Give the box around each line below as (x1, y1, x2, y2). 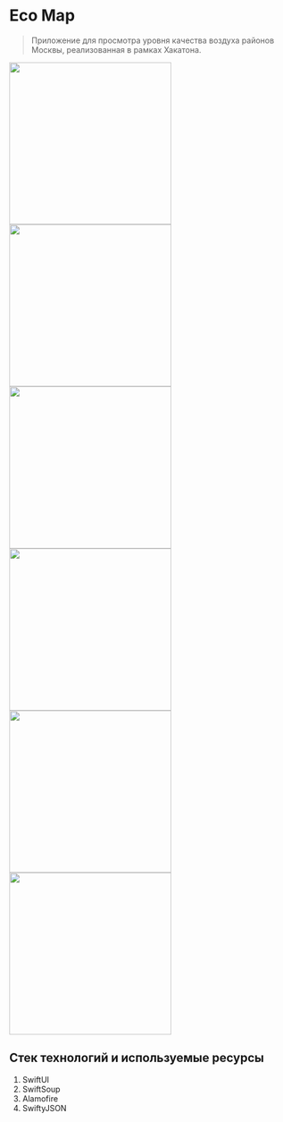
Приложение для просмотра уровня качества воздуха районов (30, 35, 275, 46)
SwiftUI (21, 1074, 50, 1084)
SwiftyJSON (21, 1102, 67, 1113)
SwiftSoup (21, 1084, 61, 1094)
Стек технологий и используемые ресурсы (9, 1050, 265, 1066)
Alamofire (21, 1092, 59, 1104)
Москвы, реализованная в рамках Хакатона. (30, 44, 202, 55)
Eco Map (9, 5, 76, 26)
